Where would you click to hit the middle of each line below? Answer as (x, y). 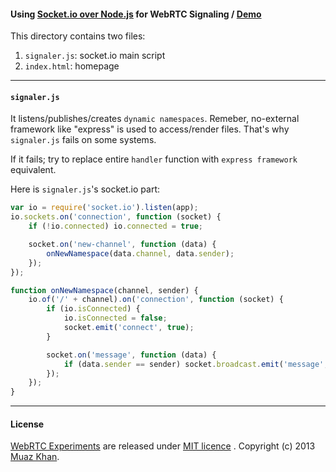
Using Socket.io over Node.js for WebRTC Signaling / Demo (136, 14)
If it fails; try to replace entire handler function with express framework (154, 159)
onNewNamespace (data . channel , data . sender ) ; (140, 253)
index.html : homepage (72, 66)
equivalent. (33, 170)
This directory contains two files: (78, 36)
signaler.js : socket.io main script (95, 56)
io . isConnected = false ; (115, 318)
